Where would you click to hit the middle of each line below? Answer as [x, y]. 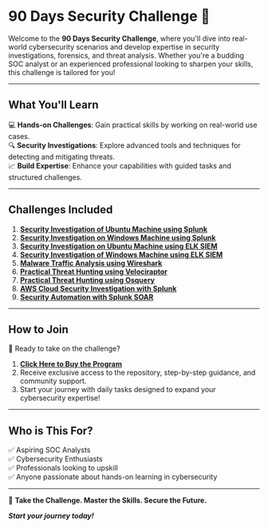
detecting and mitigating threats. [62, 157]
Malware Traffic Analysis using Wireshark [91, 263]
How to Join [39, 330]
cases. [19, 136]
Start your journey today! [51, 516]
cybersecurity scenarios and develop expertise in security [124, 46]
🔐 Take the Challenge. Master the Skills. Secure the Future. [108, 500]
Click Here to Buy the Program [71, 364]
